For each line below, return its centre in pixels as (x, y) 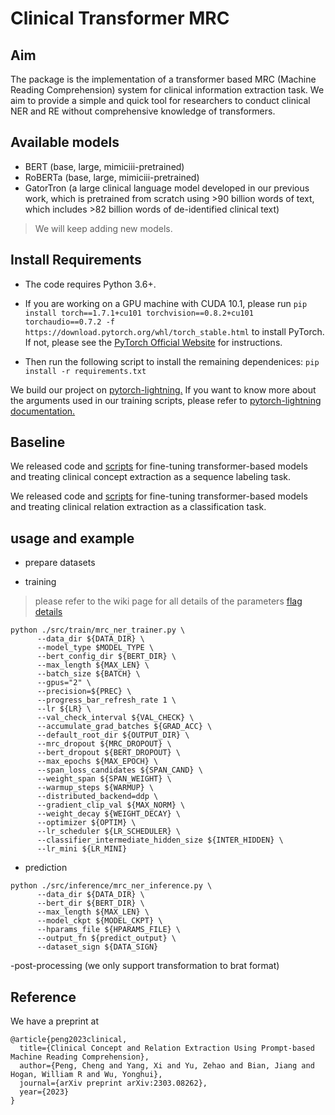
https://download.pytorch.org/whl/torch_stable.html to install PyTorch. (174, 331)
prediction (46, 868)
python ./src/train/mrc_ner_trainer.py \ (98, 630)
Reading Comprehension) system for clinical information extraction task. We (167, 90)
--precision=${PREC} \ (84, 692)
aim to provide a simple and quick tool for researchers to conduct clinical (160, 100)
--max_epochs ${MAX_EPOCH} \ (97, 762)
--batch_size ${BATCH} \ (88, 674)
